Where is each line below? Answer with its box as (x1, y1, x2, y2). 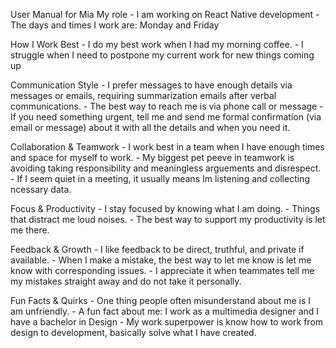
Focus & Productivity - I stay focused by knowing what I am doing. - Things (10, 203, 321, 214)
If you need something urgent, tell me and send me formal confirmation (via (10, 111, 322, 123)
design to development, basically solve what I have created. (10, 327, 257, 338)
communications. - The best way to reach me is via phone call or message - (10, 100, 324, 112)
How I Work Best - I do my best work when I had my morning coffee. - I (10, 39, 304, 50)
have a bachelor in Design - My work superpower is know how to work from (10, 316, 324, 328)
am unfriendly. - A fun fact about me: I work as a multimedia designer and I (10, 305, 320, 317)
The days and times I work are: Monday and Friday (10, 19, 220, 31)
